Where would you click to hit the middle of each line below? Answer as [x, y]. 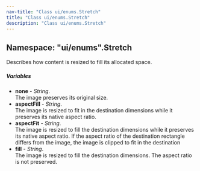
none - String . [32, 91]
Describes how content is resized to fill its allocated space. [79, 62]
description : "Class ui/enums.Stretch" [56, 23]
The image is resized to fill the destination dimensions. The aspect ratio [104, 155]
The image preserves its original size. [61, 98]
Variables [19, 76]
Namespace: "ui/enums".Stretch [69, 47]
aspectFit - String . [38, 123]
